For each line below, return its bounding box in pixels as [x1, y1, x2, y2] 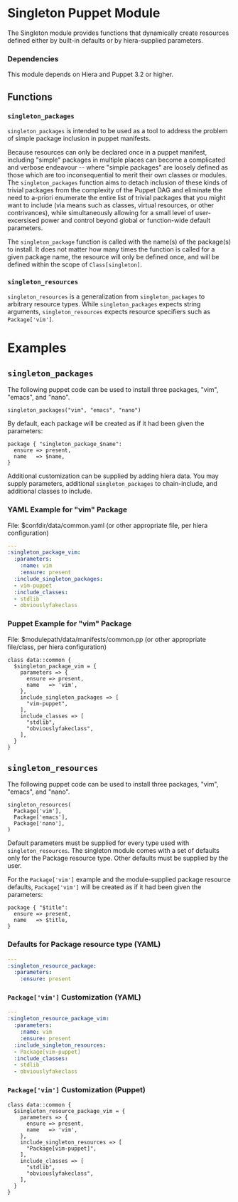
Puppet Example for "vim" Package [7, 618, 132, 628]
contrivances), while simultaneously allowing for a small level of [7, 208, 194, 217]
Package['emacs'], [13, 814, 69, 821]
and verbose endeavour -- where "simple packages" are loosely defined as [7, 162, 229, 172]
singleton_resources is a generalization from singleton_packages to [7, 292, 205, 301]
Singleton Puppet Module [7, 5, 161, 21]
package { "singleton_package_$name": [7, 440, 122, 448]
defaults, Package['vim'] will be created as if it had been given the [7, 883, 202, 891]
